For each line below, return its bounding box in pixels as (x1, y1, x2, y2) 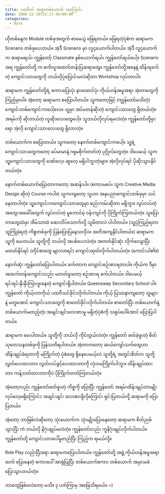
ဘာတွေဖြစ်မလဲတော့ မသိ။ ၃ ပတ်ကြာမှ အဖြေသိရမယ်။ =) (5, 482, 114, 488)
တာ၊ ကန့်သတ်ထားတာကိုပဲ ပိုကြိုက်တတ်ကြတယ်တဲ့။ (5, 370, 102, 376)
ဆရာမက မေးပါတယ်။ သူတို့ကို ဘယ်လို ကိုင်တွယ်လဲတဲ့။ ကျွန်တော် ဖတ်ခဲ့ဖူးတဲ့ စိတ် (5, 332, 157, 338)
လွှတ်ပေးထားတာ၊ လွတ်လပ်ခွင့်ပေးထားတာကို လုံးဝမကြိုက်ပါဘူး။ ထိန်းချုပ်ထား (5, 361, 153, 367)
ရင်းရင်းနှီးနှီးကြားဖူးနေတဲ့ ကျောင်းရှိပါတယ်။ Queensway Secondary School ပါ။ (5, 281, 157, 286)
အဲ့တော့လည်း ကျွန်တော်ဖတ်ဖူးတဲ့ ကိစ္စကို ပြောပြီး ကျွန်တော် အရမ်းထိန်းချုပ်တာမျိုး (5, 384, 158, 390)
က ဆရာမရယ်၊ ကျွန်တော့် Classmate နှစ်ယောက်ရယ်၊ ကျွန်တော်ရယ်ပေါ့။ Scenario (5, 55, 159, 61)
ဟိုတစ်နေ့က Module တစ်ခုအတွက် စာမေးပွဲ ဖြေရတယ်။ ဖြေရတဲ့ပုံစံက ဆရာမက (5, 36, 153, 42)
